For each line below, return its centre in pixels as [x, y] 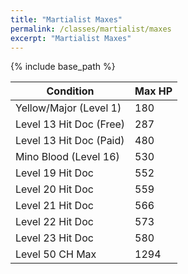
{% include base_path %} [63, 67]
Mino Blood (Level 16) [67, 157]
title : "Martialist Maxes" [66, 19]
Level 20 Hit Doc [54, 189]
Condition [70, 91]
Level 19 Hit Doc [54, 173]
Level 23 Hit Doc [54, 238]
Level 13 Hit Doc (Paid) [70, 141]
